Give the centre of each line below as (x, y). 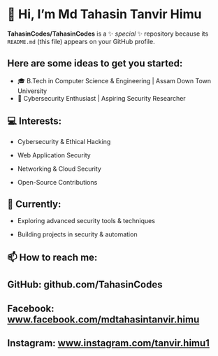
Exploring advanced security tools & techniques (86, 221)
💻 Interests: (35, 121)
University (32, 91)
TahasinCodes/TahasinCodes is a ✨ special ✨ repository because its (108, 34)
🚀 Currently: (34, 204)
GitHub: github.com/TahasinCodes (85, 285)
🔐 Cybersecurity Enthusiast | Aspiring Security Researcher (102, 98)
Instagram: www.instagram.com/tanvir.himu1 (108, 343)
